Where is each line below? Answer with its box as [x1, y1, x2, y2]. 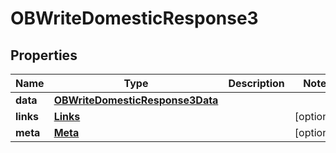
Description [228, 77, 285, 90]
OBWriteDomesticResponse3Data [53, 93, 219, 107]
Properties [10, 47, 78, 64]
